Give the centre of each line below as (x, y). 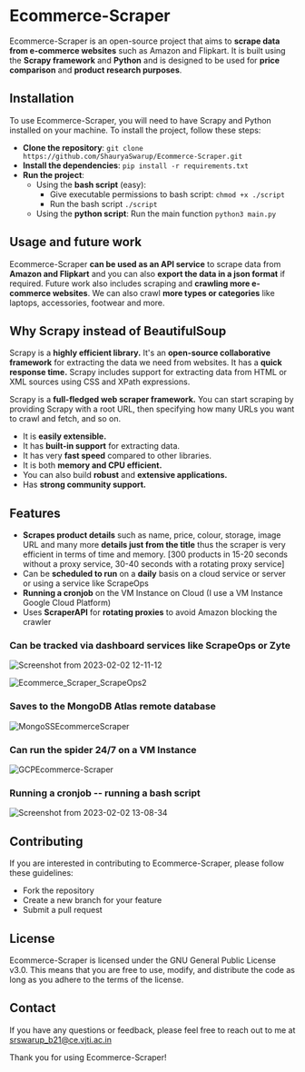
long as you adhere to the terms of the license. (97, 979)
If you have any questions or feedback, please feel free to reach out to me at (152, 1030)
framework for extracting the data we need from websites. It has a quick (146, 362)
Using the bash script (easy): (91, 184)
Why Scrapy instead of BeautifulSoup (118, 331)
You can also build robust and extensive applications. (125, 475)
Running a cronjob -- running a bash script (105, 793)
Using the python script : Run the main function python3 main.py (156, 213)
